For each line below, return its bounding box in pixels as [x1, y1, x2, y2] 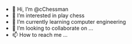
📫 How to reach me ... [11, 32, 68, 38]
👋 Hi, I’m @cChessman [11, 6, 69, 12]
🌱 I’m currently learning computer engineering [11, 18, 126, 25]
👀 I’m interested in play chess [11, 12, 85, 19]
